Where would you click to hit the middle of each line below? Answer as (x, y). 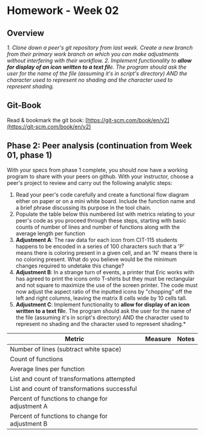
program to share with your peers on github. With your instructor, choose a (100, 176)
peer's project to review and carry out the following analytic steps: (90, 182)
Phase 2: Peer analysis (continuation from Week (100, 146)
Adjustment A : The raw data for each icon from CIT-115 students (97, 240)
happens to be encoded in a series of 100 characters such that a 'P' (100, 246)
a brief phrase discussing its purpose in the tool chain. (84, 207)
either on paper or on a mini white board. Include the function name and (105, 201)
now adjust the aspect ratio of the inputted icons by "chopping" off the (104, 291)
